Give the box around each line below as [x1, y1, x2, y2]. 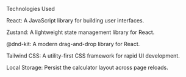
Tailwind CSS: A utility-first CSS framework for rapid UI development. [6, 52, 180, 59]
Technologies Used [6, 5, 55, 12]
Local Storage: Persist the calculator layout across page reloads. [6, 64, 169, 71]
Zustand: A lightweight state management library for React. [6, 28, 155, 36]
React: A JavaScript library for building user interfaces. [6, 17, 145, 24]
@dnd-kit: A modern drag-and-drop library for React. [6, 41, 140, 47]
